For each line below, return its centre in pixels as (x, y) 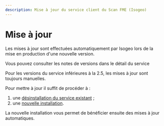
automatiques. (20, 118)
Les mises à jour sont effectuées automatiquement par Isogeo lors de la (79, 48)
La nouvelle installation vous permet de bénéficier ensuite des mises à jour (82, 112)
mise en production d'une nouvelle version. (50, 53)
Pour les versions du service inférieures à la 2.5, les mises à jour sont (77, 73)
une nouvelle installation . (38, 103)
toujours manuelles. (26, 78)
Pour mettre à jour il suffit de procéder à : (48, 88)
